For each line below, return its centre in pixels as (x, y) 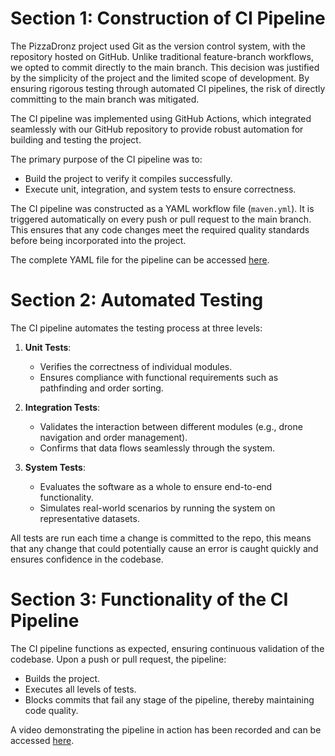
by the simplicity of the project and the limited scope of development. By (160, 78)
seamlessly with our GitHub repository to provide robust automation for (157, 129)
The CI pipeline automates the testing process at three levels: (136, 328)
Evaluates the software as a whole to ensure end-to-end (156, 486)
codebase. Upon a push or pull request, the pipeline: (118, 659)
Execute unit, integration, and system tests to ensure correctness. (160, 189)
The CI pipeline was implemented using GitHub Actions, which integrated (161, 118)
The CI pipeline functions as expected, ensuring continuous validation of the (167, 648)
